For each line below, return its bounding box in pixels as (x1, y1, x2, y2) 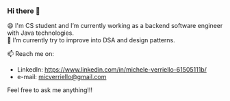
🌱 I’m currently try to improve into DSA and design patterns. (7, 36, 176, 44)
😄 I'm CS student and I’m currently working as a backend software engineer (7, 22, 223, 30)
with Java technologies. (7, 29, 74, 37)
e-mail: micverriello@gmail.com (16, 73, 107, 81)
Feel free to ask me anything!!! (7, 86, 93, 94)
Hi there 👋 (7, 6, 41, 16)
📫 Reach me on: (7, 50, 55, 58)
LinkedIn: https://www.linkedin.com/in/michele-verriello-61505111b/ (16, 66, 207, 74)
